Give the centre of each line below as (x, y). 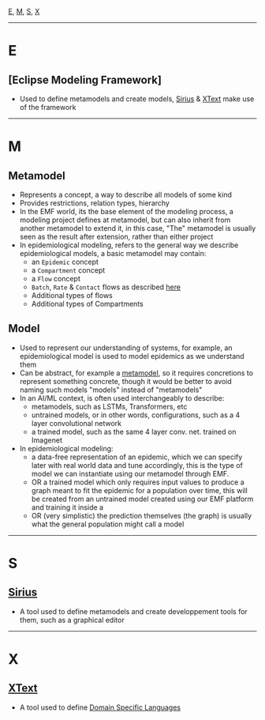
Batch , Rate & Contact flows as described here (106, 287)
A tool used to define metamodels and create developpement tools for (134, 611)
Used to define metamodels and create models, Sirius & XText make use (137, 99)
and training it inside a (67, 507)
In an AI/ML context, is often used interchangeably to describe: (122, 398)
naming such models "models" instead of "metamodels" (111, 390)
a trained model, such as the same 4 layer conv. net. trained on (134, 432)
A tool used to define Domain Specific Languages (100, 707)
